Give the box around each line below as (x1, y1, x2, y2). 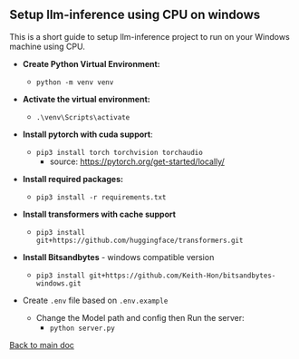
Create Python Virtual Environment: (22, 58, 160, 69)
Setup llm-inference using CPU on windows (9, 7, 261, 23)
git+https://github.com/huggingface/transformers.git (35, 236, 244, 245)
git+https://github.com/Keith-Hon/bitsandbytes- (89, 271, 276, 280)
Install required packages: (22, 173, 124, 184)
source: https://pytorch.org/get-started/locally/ (49, 156, 225, 167)
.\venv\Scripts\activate (35, 112, 130, 121)
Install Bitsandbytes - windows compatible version (22, 251, 215, 262)
